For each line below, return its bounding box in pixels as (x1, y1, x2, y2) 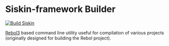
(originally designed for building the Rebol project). (5, 35, 111, 41)
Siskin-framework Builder (5, 3, 116, 15)
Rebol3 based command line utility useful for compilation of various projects (5, 29, 164, 35)
